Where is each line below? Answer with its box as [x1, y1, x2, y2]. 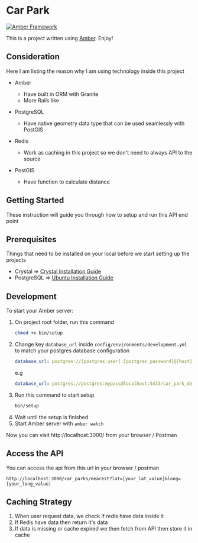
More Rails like [23, 97, 59, 104]
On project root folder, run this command [14, 319, 114, 326]
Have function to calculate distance [23, 178, 111, 185]
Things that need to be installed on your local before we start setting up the [6, 250, 190, 258]
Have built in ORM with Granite [23, 90, 99, 98]
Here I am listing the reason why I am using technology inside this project [6, 68, 185, 75]
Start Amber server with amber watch [14, 420, 104, 427]
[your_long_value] [6, 481, 51, 487]
